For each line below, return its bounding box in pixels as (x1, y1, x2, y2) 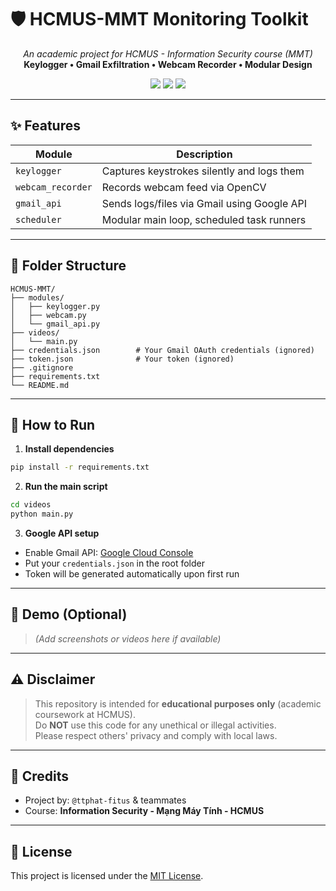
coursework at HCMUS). (34, 708, 136, 720)
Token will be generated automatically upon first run (24, 568, 240, 580)
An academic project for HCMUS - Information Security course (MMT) (23, 47, 313, 60)
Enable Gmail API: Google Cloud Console (24, 547, 194, 558)
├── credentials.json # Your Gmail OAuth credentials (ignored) (10, 345, 315, 355)
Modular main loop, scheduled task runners (101, 212, 307, 226)
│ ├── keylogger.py (10, 301, 101, 311)
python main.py (10, 509, 74, 520)
